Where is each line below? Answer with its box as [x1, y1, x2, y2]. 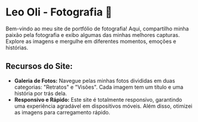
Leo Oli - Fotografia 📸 [5, 5, 112, 19]
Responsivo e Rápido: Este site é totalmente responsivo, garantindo [14, 96, 182, 103]
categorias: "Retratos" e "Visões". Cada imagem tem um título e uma [14, 83, 184, 90]
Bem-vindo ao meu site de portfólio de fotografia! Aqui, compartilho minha [5, 25, 189, 32]
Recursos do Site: [5, 61, 73, 71]
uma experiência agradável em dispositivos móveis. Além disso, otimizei [14, 102, 193, 110]
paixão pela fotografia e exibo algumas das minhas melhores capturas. [5, 31, 180, 38]
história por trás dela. [14, 89, 67, 97]
